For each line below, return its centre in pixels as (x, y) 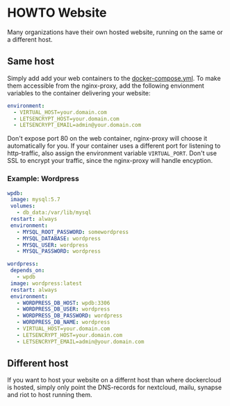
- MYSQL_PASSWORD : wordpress (58, 251)
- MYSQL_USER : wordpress (52, 245)
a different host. (30, 39)
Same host (31, 62)
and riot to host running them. (50, 395)
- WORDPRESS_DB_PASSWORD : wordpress (69, 316)
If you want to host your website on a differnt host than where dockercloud (114, 380)
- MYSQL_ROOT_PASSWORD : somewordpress (73, 232)
